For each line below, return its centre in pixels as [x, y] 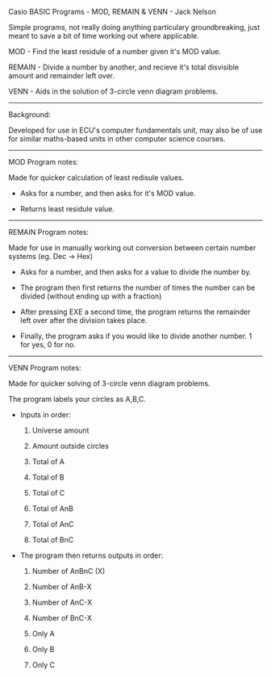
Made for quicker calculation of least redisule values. [96, 178]
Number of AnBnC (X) [69, 571]
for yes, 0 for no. [48, 345]
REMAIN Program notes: [48, 232]
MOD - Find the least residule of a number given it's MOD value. [115, 51]
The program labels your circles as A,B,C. [77, 399]
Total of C [48, 493]
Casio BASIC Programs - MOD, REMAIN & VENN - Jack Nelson [112, 12]
